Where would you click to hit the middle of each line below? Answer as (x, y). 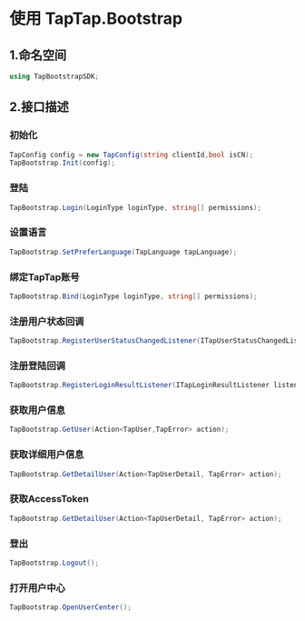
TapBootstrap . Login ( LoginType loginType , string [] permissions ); (135, 207)
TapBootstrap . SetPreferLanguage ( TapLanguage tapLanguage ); (123, 252)
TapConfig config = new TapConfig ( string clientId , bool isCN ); (132, 155)
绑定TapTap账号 (44, 276)
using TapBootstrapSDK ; (54, 76)
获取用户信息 (38, 410)
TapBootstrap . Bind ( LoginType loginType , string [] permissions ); (133, 296)
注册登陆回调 (38, 366)
